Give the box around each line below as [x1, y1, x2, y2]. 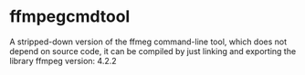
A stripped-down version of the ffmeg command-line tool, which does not [9, 36, 288, 47]
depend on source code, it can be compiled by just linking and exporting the [9, 45, 297, 56]
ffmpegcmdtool [9, 6, 131, 27]
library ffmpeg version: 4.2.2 [9, 55, 117, 66]
